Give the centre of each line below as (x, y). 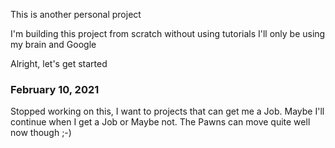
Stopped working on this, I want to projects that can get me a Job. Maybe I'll (167, 111)
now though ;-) (41, 133)
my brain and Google (53, 44)
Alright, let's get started (59, 63)
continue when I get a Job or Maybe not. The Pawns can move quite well (160, 122)
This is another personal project (76, 14)
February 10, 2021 (55, 89)
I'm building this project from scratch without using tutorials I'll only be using (168, 33)
